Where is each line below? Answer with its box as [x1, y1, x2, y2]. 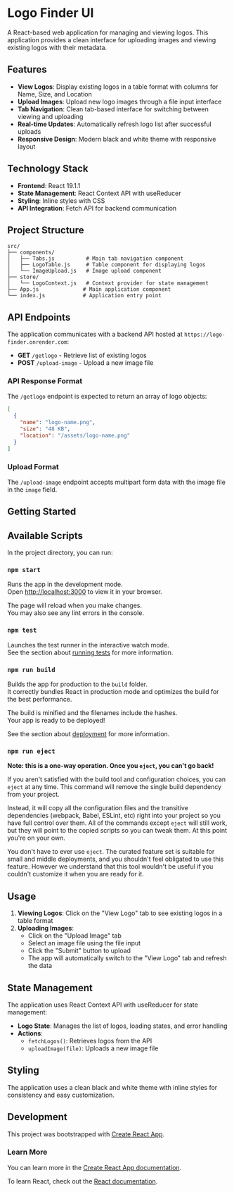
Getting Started [7, 506, 77, 518]
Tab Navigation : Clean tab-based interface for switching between [17, 104, 209, 113]
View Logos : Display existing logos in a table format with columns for [17, 82, 219, 91]
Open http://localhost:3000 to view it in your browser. [7, 588, 163, 596]
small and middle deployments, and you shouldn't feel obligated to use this [7, 855, 224, 864]
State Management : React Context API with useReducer [17, 189, 181, 197]
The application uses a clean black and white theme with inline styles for [7, 1083, 218, 1091]
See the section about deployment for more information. [7, 730, 170, 738]
